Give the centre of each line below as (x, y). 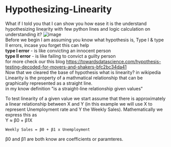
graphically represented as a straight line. (49, 83)
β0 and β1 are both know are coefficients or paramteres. (64, 139)
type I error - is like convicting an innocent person (58, 51)
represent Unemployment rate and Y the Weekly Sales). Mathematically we (84, 109)
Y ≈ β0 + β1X (19, 120)
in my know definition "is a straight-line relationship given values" (74, 88)
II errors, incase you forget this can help (47, 45)
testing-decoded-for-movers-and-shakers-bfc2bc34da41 (66, 67)
